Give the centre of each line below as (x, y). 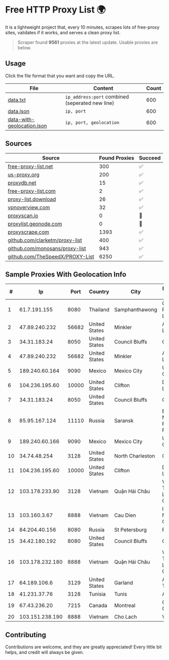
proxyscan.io (23, 215)
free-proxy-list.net (30, 166)
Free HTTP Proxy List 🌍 (56, 10)
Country (99, 292)
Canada (98, 606)
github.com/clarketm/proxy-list (45, 240)
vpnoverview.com (29, 207)
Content (103, 88)
